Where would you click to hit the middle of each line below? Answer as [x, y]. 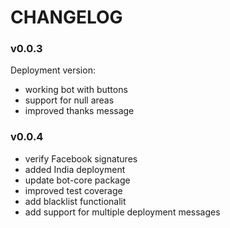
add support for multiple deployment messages [122, 212]
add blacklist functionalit [75, 201]
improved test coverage [73, 190]
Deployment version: [53, 70]
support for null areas [69, 100]
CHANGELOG [66, 17]
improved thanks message [79, 111]
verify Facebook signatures [81, 158]
